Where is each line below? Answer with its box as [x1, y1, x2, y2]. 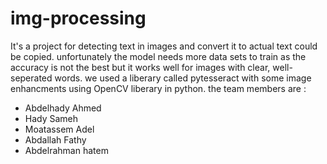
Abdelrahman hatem [24, 144, 109, 156]
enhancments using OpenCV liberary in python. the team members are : [10, 82, 307, 94]
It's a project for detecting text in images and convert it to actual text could [10, 40, 318, 52]
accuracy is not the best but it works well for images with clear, [10, 61, 271, 73]
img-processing [10, 7, 147, 30]
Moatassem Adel [24, 123, 95, 135]
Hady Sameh [24, 112, 79, 124]
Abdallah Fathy [24, 133, 87, 146]
